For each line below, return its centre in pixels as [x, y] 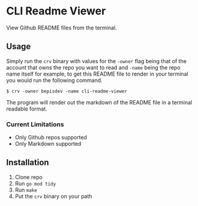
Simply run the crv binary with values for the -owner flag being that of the [97, 61]
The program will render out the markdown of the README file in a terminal [99, 102]
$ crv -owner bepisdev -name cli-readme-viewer [67, 91]
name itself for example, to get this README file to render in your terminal [97, 74]
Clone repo [29, 177]
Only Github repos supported [51, 138]
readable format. [27, 109]
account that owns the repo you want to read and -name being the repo [94, 67]
